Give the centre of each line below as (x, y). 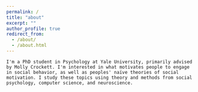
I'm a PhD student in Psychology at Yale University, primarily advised (99, 62)
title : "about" (25, 17)
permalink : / (23, 12)
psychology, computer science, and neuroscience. (70, 83)
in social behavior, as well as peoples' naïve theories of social (93, 72)
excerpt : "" (21, 23)
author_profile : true (33, 29)
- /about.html (29, 46)
